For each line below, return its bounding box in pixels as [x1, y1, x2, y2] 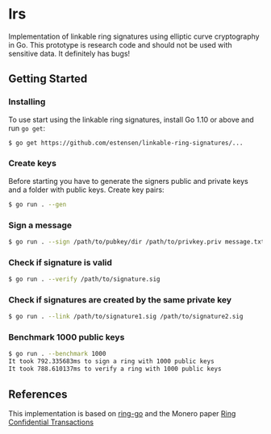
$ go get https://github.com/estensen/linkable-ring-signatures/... [8, 139, 244, 147]
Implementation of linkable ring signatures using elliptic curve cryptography [8, 31, 260, 41]
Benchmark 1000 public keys [8, 332, 125, 343]
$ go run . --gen [8, 200, 67, 208]
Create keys [8, 158, 56, 169]
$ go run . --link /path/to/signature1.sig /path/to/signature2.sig [8, 312, 244, 321]
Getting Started [8, 72, 88, 86]
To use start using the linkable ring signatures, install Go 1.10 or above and [8, 115, 254, 124]
